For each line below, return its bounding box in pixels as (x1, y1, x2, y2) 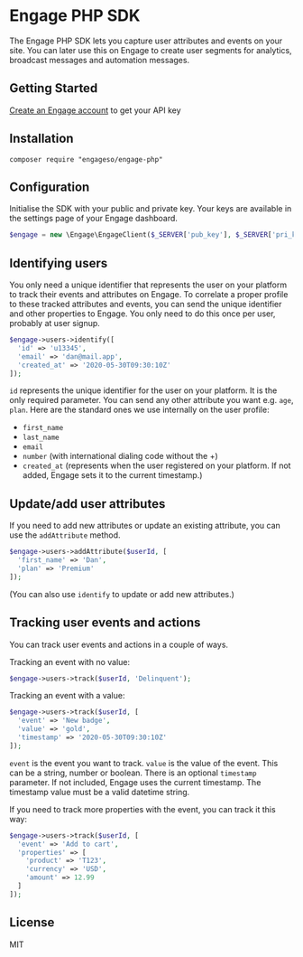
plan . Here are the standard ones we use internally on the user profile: (9, 404, 270, 416)
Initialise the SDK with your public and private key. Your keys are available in (9, 203, 292, 214)
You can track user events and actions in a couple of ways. (9, 639, 228, 650)
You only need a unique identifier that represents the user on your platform (9, 279, 287, 290)
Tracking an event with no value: (9, 656, 131, 667)
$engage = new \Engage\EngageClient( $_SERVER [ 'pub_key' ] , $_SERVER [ (9, 230, 272, 239)
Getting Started (9, 80, 98, 96)
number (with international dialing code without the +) (22, 451, 218, 462)
